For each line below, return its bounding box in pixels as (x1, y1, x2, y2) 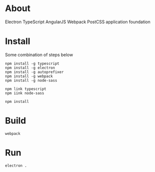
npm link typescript (5, 86, 47, 91)
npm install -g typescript (5, 61, 60, 66)
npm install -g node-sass (5, 78, 57, 83)
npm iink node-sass (5, 90, 45, 96)
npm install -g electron (5, 65, 55, 70)
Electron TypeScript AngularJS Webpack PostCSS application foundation (5, 19, 151, 25)
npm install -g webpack (5, 73, 53, 79)
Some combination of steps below (5, 52, 74, 57)
